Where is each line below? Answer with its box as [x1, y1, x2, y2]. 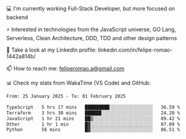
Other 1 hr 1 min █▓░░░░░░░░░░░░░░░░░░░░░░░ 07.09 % [6, 121, 181, 127]
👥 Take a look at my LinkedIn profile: [6, 46, 97, 53]
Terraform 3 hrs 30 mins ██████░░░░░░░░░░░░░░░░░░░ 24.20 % [6, 110, 181, 116]
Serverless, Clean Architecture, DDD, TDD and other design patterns [6, 35, 178, 41]
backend [6, 14, 28, 21]
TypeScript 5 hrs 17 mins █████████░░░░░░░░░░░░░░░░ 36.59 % [6, 104, 181, 110]
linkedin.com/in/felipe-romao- [98, 46, 173, 53]
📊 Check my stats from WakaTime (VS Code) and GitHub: [6, 80, 151, 86]
